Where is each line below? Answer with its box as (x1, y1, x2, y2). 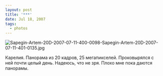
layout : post (5, 7, 32, 12)
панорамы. (5, 65, 29, 71)
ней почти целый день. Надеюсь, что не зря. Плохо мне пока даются (5, 60, 153, 66)
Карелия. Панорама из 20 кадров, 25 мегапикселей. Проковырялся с (5, 54, 154, 60)
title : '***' (5, 12, 32, 17)
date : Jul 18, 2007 (5, 16, 46, 21)
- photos (9, 26, 28, 31)
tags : (5, 21, 16, 26)
